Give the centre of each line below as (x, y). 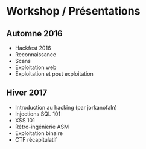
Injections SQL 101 (38, 114)
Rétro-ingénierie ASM (42, 127)
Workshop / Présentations (73, 11)
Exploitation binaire (39, 133)
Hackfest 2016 (33, 48)
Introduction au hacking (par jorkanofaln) (66, 107)
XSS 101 (25, 120)
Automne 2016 (34, 34)
